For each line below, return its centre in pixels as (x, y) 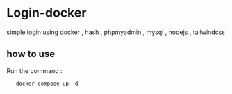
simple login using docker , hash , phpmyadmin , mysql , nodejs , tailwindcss (116, 32)
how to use (31, 54)
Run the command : (35, 70)
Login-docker (47, 13)
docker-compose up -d (47, 84)
